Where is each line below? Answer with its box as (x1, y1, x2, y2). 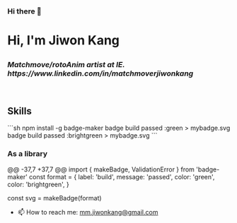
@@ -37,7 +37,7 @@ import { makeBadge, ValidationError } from (7, 165, 195, 174)
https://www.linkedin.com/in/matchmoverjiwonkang (7, 68, 194, 78)
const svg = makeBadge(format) (7, 193, 102, 202)
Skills (7, 105, 32, 117)
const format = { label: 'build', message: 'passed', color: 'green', (29, 172, 215, 181)
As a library (7, 149, 48, 159)
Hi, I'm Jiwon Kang (7, 32, 120, 49)
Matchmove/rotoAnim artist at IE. (7, 60, 125, 70)
